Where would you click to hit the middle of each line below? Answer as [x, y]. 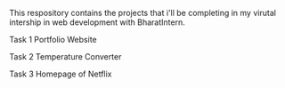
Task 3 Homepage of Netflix [61, 74]
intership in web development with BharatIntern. [97, 22]
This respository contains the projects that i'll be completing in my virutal [142, 13]
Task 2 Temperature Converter [65, 56]
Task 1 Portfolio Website [53, 40]
